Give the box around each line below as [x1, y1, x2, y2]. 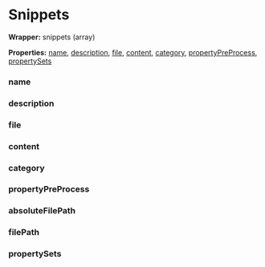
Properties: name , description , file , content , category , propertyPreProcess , [8, 47, 258, 57]
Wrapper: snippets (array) [8, 32, 96, 42]
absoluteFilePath [8, 205, 76, 216]
